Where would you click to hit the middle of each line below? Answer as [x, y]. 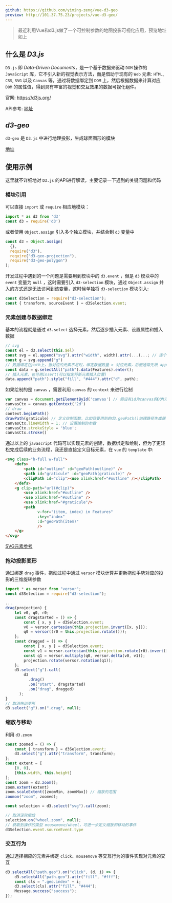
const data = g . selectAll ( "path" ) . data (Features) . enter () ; [70, 370]
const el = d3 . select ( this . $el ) [40, 351]
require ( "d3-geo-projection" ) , [43, 256]
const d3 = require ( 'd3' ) [33, 221]
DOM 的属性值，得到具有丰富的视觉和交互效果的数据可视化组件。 [72, 87]
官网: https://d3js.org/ [28, 98]
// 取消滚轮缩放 [20, 815]
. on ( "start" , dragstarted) [57, 684]
